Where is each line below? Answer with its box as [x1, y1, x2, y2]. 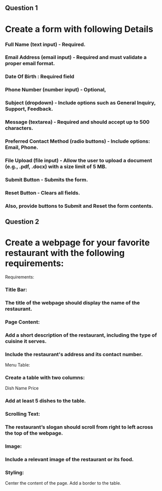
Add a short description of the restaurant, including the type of [5, 332, 157, 339]
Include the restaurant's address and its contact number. [5, 351, 143, 358]
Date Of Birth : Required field [5, 73, 75, 80]
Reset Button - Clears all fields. [5, 189, 81, 196]
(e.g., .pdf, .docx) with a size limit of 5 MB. [5, 163, 107, 170]
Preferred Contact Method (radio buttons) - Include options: [5, 138, 150, 145]
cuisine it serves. [5, 338, 47, 344]
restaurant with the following [5, 248, 125, 258]
